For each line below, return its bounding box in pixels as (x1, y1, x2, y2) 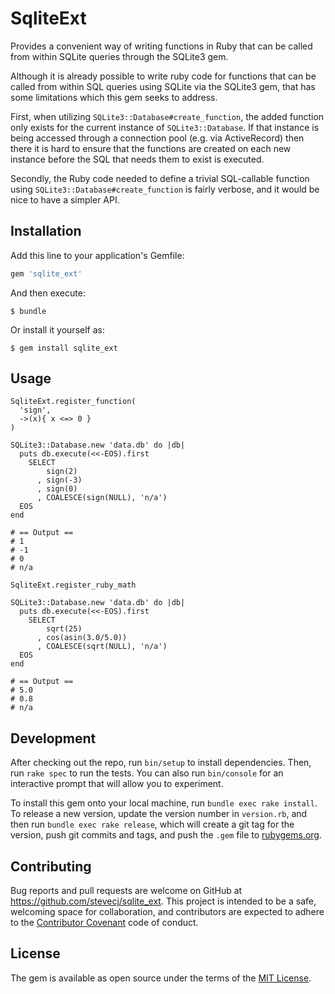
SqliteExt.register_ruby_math (10, 580, 137, 591)
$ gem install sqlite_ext (10, 343, 118, 353)
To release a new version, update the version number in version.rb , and (10, 808, 308, 820)
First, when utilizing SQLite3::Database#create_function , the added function (10, 110, 325, 122)
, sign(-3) (36, 475, 83, 486)
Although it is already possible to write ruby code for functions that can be (10, 70, 317, 82)
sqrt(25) (46, 624, 83, 634)
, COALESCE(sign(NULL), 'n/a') (36, 493, 168, 503)
